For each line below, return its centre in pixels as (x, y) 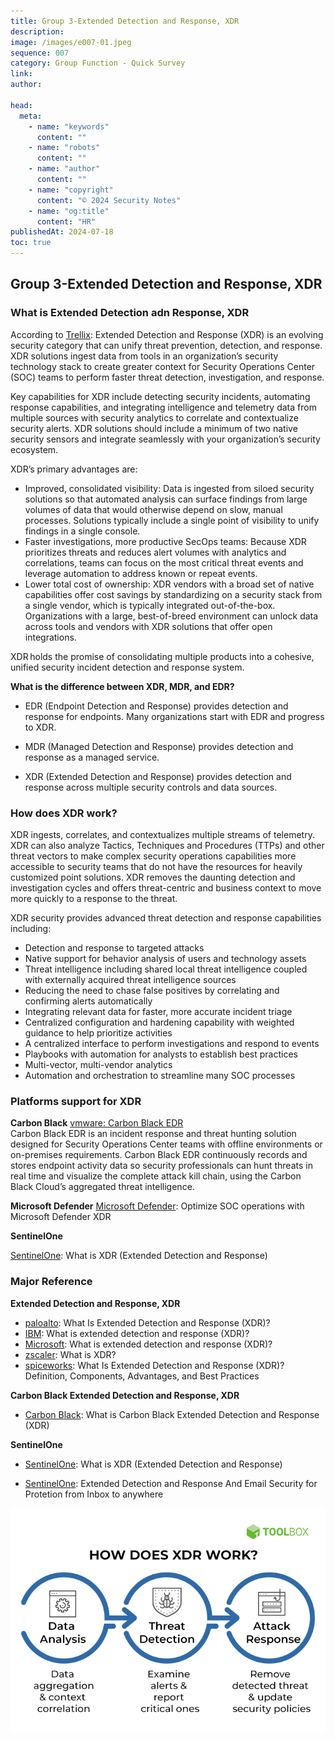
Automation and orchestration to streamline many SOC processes (160, 1075)
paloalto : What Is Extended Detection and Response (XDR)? (147, 1322)
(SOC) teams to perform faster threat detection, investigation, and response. (167, 377)
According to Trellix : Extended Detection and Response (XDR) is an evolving (167, 334)
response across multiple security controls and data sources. (151, 787)
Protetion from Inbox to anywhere (94, 1494)
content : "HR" (66, 221)
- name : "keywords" (69, 126)
